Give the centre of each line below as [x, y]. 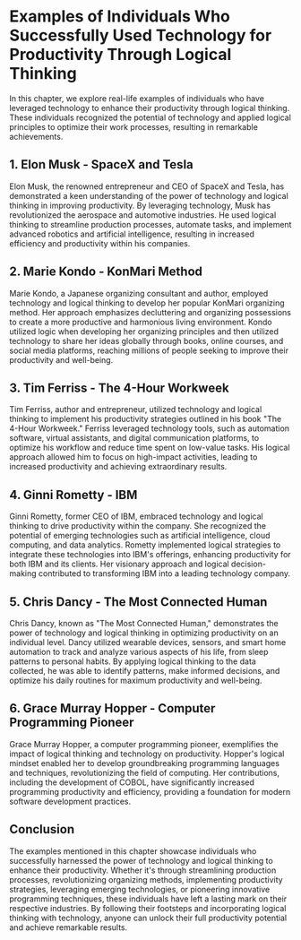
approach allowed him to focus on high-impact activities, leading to [133, 457]
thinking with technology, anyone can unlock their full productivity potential [148, 918]
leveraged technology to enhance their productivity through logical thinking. [150, 108]
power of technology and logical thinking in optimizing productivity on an [144, 633]
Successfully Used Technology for [141, 35]
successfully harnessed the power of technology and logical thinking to [141, 860]
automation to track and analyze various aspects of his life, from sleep [139, 652]
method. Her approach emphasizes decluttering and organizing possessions [150, 312]
